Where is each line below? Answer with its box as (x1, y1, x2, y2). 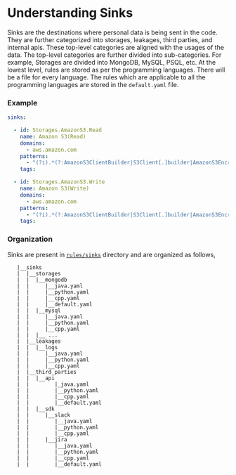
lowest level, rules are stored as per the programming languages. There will (7, 65, 225, 74)
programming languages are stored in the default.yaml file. (7, 80, 179, 89)
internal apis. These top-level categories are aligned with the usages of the (7, 43, 225, 51)
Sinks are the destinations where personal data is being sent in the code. (7, 28, 218, 37)
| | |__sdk (16, 405, 55, 412)
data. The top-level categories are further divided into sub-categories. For (7, 51, 222, 59)
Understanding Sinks (7, 5, 133, 21)
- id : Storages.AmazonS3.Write (13, 178, 105, 186)
